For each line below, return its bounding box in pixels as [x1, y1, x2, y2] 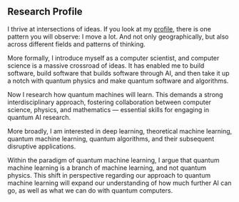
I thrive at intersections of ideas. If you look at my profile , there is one [7, 24, 212, 33]
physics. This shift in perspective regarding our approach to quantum [7, 171, 211, 179]
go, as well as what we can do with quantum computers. [7, 186, 173, 195]
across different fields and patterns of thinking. [7, 39, 146, 49]
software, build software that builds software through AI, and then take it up [7, 69, 230, 77]
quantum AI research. [7, 113, 71, 121]
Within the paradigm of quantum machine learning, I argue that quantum [7, 156, 220, 164]
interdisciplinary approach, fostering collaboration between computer [7, 98, 212, 106]
